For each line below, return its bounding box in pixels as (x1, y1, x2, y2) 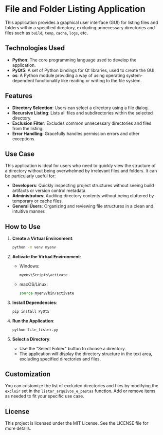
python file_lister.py (12, 327, 58, 332)
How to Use (5, 223, 41, 231)
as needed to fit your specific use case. (5, 393, 84, 399)
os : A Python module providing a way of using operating (12, 72, 126, 78)
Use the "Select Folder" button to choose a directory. (19, 345, 126, 351)
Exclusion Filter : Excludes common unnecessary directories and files (12, 120, 152, 126)
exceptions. (12, 135, 36, 142)
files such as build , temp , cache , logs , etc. (5, 30, 88, 36)
